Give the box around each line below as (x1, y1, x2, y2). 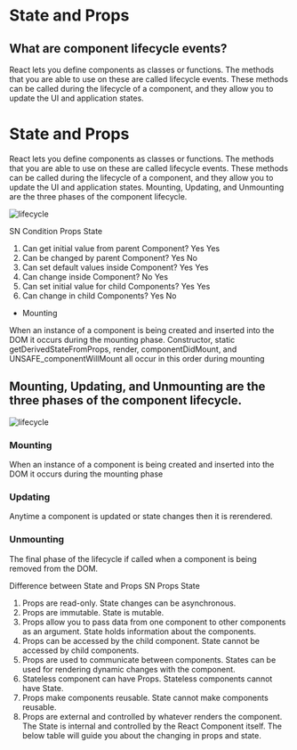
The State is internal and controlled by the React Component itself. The (21, 721, 283, 731)
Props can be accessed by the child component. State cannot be (21, 635, 261, 646)
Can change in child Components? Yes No (21, 290, 177, 301)
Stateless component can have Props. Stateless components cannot (21, 673, 273, 684)
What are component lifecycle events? (9, 41, 228, 56)
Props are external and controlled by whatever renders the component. (21, 711, 283, 721)
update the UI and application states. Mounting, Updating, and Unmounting (9, 182, 285, 192)
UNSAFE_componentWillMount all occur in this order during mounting (9, 353, 265, 363)
